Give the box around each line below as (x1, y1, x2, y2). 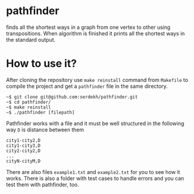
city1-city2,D (6, 137, 41, 143)
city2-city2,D (6, 147, 41, 154)
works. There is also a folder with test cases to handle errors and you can (6, 175, 184, 182)
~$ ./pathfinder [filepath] (6, 109, 75, 116)
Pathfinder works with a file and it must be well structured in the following (6, 120, 185, 127)
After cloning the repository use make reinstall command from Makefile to (6, 76, 188, 83)
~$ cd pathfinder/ (6, 99, 51, 105)
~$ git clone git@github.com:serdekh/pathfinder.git (6, 94, 138, 100)
